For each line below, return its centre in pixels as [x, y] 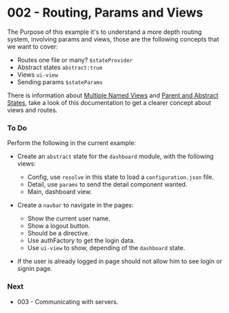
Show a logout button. [59, 226]
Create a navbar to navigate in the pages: [75, 205]
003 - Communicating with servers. [68, 301]
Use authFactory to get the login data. [81, 240]
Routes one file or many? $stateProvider [75, 59]
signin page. [35, 269]
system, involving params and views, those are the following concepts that [113, 39]
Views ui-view [38, 75]
